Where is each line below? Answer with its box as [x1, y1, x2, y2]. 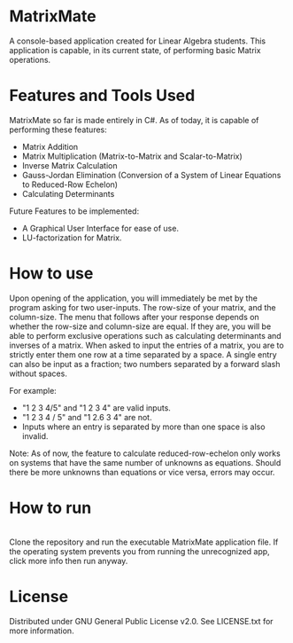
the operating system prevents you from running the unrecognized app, [9, 545, 270, 556]
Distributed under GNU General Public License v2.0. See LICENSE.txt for [9, 616, 274, 626]
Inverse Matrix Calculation [21, 160, 118, 170]
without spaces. [9, 368, 68, 379]
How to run [9, 498, 92, 518]
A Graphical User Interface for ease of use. [21, 223, 180, 233]
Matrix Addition [21, 141, 79, 152]
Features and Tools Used [9, 86, 196, 106]
